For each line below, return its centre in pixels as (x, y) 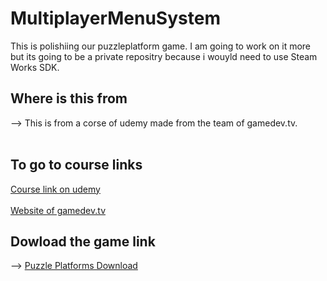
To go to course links (76, 165)
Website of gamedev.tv (58, 210)
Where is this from (69, 98)
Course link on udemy (55, 189)
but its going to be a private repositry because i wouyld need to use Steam (164, 56)
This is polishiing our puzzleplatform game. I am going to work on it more (161, 46)
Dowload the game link (83, 241)
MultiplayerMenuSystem (115, 18)
